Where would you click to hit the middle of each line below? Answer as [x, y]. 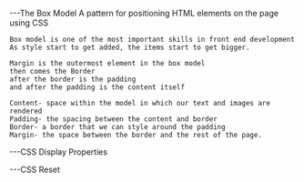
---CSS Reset [35, 169]
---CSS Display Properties [58, 152]
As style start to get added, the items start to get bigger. [130, 47]
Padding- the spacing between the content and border [114, 119]
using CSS [29, 23]
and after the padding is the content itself [97, 87]
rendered [26, 111]
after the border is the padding [73, 79]
